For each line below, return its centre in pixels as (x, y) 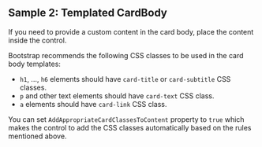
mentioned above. (37, 136)
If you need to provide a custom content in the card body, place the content (131, 31)
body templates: (35, 64)
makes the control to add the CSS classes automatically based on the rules (130, 127)
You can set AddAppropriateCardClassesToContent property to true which (126, 119)
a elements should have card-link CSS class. (93, 104)
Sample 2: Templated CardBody (88, 13)
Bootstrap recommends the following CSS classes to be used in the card (126, 55)
